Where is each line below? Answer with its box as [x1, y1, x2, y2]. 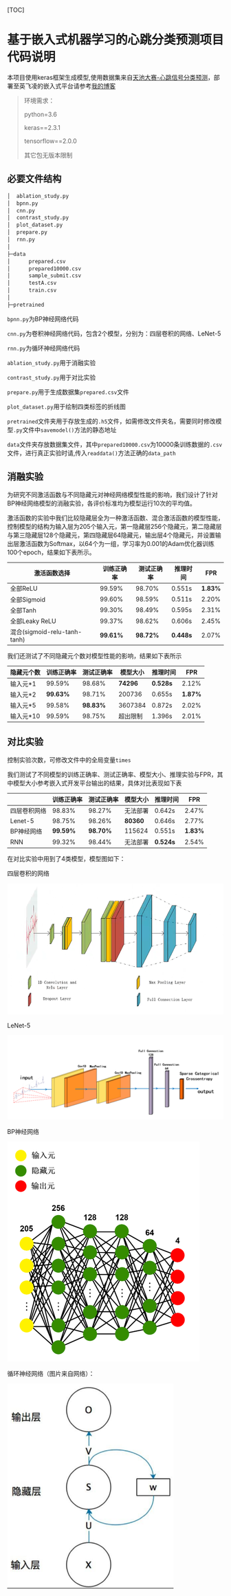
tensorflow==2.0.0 [23, 137, 77, 145]
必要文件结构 [7, 173, 62, 185]
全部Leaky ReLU [10, 617, 56, 625]
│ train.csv [7, 287, 57, 294]
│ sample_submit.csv [7, 272, 81, 279]
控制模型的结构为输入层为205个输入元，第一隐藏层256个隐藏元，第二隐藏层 [7, 522, 222, 530]
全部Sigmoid [10, 595, 46, 604]
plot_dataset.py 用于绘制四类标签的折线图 [7, 402, 126, 411]
